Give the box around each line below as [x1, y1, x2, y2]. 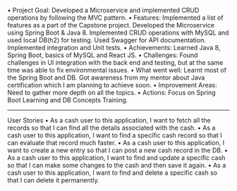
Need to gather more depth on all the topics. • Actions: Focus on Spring [7, 88, 217, 97]
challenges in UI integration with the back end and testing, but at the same [7, 58, 224, 66]
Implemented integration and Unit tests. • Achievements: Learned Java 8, [7, 44, 221, 51]
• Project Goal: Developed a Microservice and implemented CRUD [7, 6, 200, 14]
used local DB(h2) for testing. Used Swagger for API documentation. [7, 36, 206, 44]
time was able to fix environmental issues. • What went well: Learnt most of [7, 66, 227, 74]
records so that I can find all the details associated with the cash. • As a [7, 123, 216, 132]
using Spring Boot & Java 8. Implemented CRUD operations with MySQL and [7, 28, 229, 37]
